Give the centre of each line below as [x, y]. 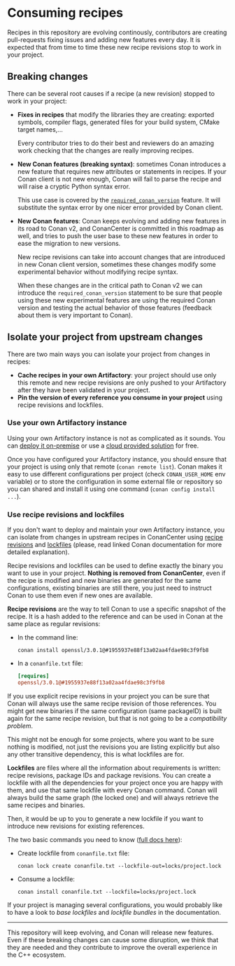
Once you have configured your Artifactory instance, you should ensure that [117, 459]
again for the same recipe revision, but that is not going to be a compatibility [117, 718]
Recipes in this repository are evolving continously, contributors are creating [117, 32]
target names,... [40, 129]
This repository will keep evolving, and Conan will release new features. [111, 932]
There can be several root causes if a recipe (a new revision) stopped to [111, 93]
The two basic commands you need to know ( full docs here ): [95, 839]
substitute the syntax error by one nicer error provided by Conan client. [120, 207]
